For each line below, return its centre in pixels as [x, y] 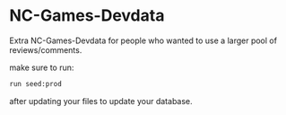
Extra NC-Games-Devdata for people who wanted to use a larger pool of [143, 40]
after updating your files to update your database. [101, 101]
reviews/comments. [46, 49]
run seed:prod [36, 84]
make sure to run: [42, 67]
